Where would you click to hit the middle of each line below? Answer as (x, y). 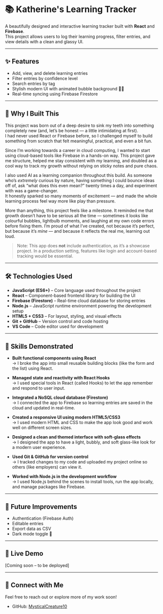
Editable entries (28, 523)
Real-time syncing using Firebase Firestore (55, 94)
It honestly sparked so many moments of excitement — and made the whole (81, 196)
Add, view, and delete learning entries (50, 73)
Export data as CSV (32, 529)
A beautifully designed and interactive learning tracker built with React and (80, 26)
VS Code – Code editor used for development (57, 326)
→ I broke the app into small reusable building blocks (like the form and (83, 363)
